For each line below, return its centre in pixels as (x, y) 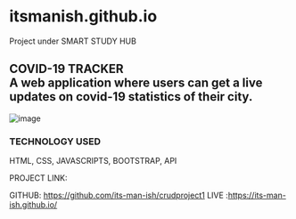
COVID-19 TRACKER (66, 69)
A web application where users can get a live (136, 83)
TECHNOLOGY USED (55, 142)
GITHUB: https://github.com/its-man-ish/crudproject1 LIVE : (119, 195)
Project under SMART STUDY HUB (73, 41)
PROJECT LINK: (38, 178)
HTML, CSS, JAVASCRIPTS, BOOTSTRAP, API (93, 161)
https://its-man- (257, 195)
